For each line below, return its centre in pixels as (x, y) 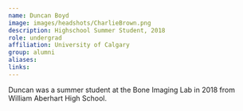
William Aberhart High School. (58, 98)
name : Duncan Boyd (39, 15)
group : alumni (32, 52)
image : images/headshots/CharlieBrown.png (80, 23)
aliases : (23, 60)
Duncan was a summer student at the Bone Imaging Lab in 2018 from (121, 90)
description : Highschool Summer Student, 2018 (87, 30)
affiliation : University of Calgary (69, 45)
